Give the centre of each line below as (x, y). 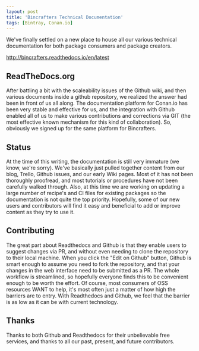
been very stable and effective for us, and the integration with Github (91, 109)
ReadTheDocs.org (41, 76)
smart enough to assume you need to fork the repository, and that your (93, 264)
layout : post (22, 12)
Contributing (30, 231)
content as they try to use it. (41, 212)
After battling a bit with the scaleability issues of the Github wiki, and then (96, 90)
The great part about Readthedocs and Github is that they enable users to (97, 245)
